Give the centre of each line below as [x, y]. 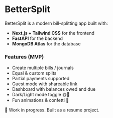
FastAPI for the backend [37, 38]
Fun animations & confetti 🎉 [40, 100]
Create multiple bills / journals [43, 68]
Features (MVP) [24, 56]
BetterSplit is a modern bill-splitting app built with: [56, 23]
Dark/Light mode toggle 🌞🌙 [41, 95]
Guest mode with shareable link [45, 84]
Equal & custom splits [34, 73]
